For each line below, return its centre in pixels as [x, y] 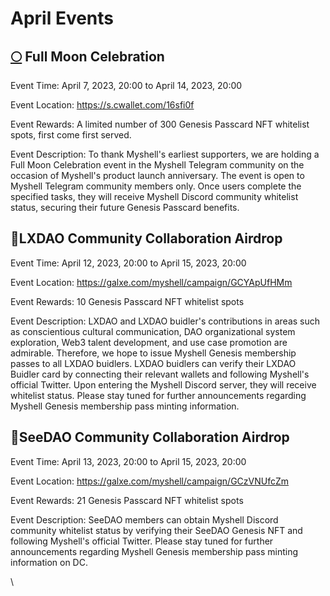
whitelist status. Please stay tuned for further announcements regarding [158, 395]
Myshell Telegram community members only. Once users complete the [156, 186]
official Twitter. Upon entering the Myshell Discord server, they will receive [163, 384]
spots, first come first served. [71, 135]
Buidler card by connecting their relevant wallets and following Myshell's [160, 374]
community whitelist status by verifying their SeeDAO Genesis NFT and [156, 530]
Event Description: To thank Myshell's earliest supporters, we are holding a [165, 154]
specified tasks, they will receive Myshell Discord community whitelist [154, 196]
